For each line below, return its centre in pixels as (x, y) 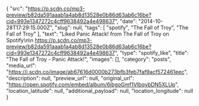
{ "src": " (17, 9)
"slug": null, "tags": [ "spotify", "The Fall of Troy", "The (122, 27)
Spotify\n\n (20, 40)
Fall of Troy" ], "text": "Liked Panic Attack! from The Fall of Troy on (88, 34)
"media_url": (21, 66)
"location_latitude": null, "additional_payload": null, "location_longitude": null (100, 91)
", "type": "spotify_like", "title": (152, 53)
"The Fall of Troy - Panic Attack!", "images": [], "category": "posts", (89, 59)
